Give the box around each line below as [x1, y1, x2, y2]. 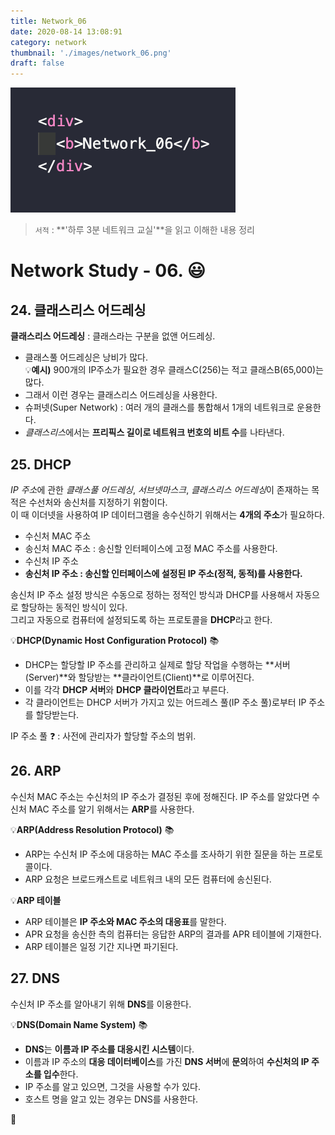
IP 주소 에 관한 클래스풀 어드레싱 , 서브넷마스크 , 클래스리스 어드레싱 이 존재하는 [10, 483, 310, 495]
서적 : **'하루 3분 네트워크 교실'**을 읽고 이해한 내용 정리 [34, 224, 255, 236]
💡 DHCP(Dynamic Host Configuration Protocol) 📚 [10, 634, 220, 646]
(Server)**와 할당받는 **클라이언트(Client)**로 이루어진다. [24, 671, 255, 683]
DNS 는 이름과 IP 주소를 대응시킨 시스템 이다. [24, 1043, 195, 1055]
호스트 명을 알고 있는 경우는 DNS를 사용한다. [24, 1093, 199, 1105]
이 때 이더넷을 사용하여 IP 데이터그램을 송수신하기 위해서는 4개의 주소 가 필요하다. [10, 508, 325, 520]
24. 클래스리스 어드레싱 [10, 301, 147, 319]
